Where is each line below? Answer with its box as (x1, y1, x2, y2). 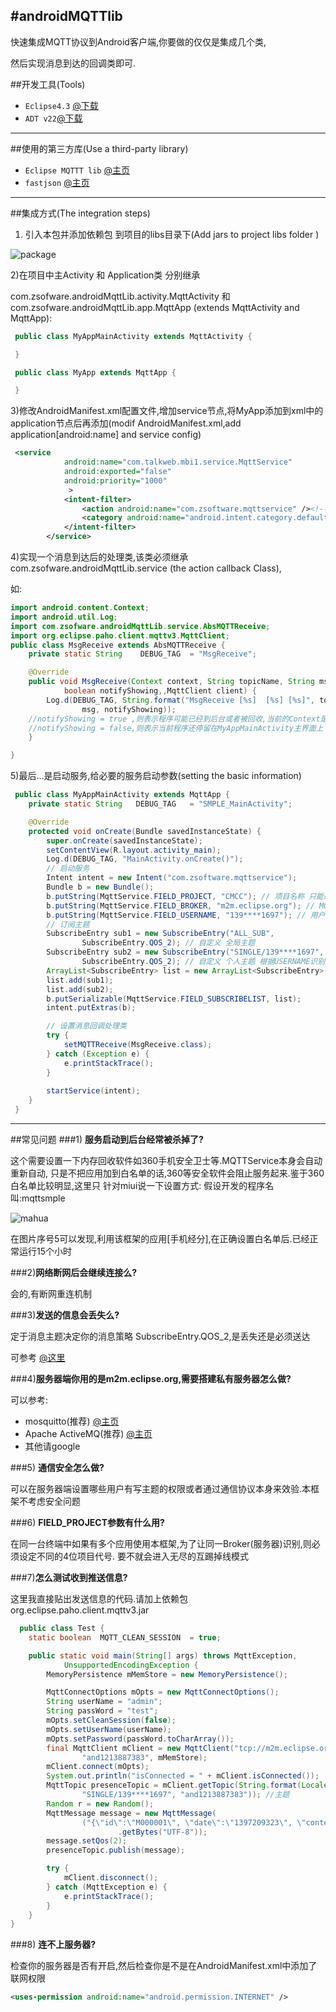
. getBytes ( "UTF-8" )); (117, 1827, 208, 1837)
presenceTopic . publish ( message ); (46, 1845, 186, 1856)
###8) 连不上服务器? (10, 1939, 97, 1951)
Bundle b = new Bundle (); (46, 882, 155, 893)
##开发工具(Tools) (10, 78, 86, 90)
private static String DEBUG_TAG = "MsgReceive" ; (28, 649, 257, 659)
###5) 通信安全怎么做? (10, 1462, 105, 1474)
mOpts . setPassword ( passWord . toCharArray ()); (46, 1734, 235, 1744)
